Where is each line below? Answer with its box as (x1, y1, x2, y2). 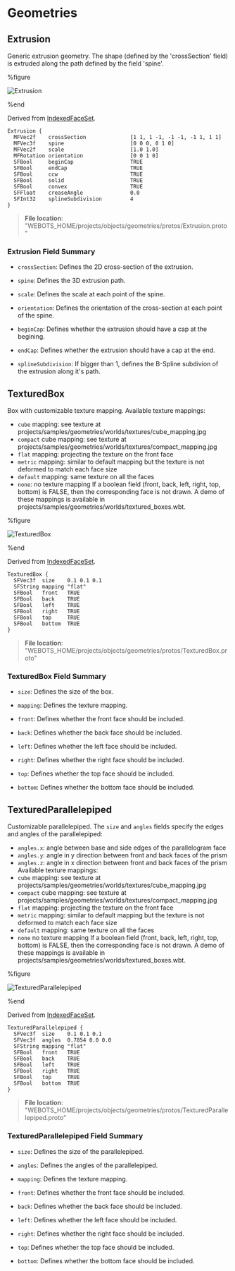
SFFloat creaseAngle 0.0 (13, 189, 140, 196)
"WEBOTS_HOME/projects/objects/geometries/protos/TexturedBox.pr (24, 646, 227, 655)
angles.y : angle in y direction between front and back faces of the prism (17, 851, 227, 860)
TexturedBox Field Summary (7, 672, 107, 682)
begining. (17, 332, 46, 341)
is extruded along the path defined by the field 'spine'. (7, 59, 164, 68)
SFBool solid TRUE (13, 177, 143, 184)
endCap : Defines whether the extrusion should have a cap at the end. (17, 346, 216, 354)
